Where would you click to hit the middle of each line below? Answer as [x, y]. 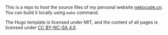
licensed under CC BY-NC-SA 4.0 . [41, 27]
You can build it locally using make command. [52, 12]
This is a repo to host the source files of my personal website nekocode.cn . [84, 7]
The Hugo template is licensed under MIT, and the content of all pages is [81, 22]
